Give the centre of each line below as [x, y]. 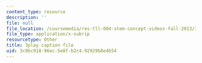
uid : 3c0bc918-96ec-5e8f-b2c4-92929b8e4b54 [62, 51]
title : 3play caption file [40, 46]
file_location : [25, 28]
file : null [20, 23]
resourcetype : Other [32, 40]
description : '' [26, 17]
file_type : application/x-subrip [48, 34]
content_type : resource [36, 12]
